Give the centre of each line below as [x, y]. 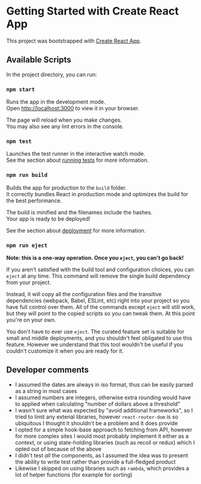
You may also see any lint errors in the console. [65, 127]
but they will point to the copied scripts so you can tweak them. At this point [101, 313]
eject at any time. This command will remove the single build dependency [98, 276]
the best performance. [34, 201]
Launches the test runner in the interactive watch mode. [76, 154]
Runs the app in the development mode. [56, 102]
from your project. [29, 282]
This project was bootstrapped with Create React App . [74, 41]
